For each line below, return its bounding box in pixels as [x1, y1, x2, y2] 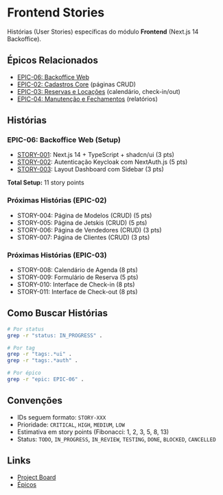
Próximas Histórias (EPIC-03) [7, 250, 108, 260]
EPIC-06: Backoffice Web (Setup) [7, 135, 121, 145]
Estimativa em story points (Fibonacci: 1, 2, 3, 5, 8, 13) [16, 427, 169, 436]
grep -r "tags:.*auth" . [7, 357, 78, 364]
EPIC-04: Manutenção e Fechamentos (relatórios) [16, 95, 158, 103]
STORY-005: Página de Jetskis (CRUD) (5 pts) [16, 218, 148, 227]
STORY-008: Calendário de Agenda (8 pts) [16, 266, 139, 274]
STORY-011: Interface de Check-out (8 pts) [16, 288, 139, 296]
